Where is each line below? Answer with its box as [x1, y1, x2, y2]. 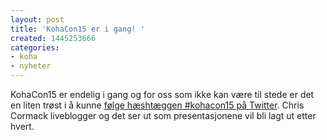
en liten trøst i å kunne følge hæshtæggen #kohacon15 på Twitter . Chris [10, 99, 305, 111]
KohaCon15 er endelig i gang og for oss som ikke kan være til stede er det [10, 89, 315, 100]
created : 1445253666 [10, 33, 97, 43]
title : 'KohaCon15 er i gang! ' [10, 24, 145, 34]
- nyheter [10, 61, 52, 71]
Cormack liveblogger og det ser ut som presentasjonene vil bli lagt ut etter [10, 110, 317, 121]
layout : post [10, 14, 65, 25]
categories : [10, 42, 60, 53]
